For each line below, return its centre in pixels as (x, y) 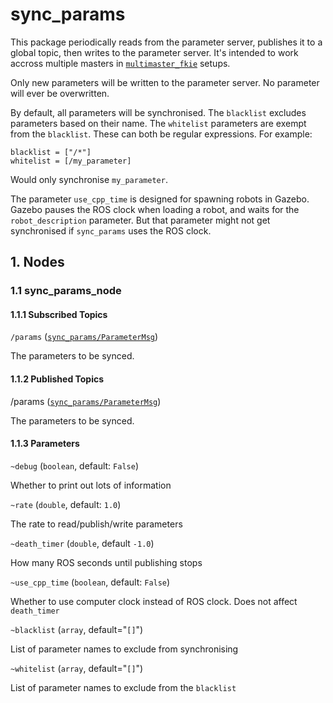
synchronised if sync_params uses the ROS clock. (111, 230)
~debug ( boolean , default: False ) (74, 465)
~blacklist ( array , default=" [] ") (77, 629)
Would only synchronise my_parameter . (89, 179)
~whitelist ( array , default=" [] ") (77, 668)
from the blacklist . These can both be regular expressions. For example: (161, 134)
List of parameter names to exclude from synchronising (124, 649)
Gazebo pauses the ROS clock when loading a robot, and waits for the (155, 209)
